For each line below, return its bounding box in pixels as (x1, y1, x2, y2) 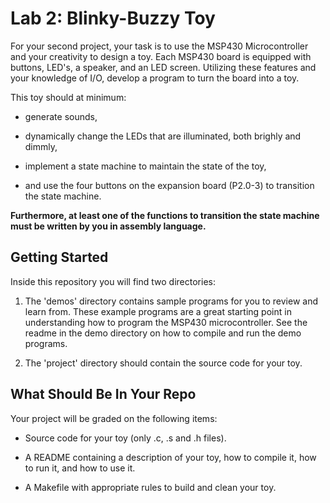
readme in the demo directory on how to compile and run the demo (24, 327, 302, 339)
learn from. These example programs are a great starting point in (24, 305, 292, 317)
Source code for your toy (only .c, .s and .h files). (24, 432, 227, 444)
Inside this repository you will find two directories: (10, 275, 216, 287)
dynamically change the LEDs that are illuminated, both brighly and (24, 130, 302, 142)
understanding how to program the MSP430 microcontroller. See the (24, 316, 308, 328)
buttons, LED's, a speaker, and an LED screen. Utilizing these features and (10, 61, 317, 73)
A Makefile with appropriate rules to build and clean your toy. (24, 481, 277, 493)
